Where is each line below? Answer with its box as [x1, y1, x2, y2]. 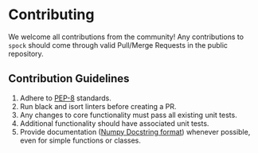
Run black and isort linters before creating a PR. [19, 101, 177, 111]
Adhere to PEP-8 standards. [19, 93, 111, 103]
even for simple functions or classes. [19, 135, 142, 145]
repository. [8, 49, 44, 58]
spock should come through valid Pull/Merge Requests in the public [8, 40, 229, 49]
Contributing [8, 6, 95, 24]
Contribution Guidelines [8, 72, 130, 85]
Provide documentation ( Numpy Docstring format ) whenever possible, [19, 127, 251, 136]
